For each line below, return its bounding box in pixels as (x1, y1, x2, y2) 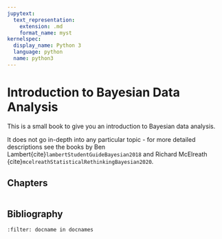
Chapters (7, 177, 48, 189)
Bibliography (7, 208, 63, 220)
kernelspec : (7, 36, 41, 43)
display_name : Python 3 (13, 42, 81, 49)
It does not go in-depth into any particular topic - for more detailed (7, 135, 196, 143)
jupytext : (7, 10, 36, 17)
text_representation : (13, 17, 76, 23)
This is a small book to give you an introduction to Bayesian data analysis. (7, 122, 216, 130)
